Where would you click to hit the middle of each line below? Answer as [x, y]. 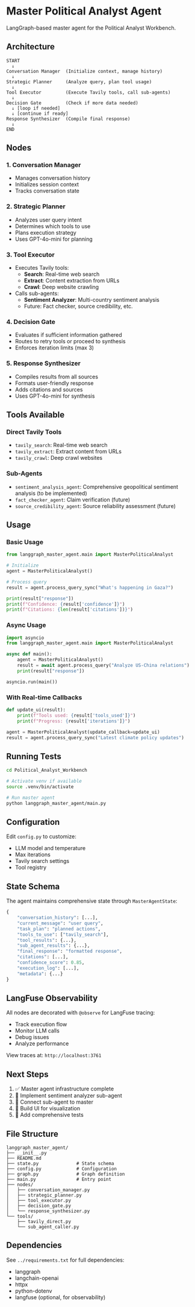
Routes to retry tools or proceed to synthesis [70, 342]
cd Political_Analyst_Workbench [47, 771]
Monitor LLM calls [37, 1031]
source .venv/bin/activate [40, 787]
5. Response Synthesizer [44, 363]
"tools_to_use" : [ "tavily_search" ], [63, 934]
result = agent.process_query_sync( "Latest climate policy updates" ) [95, 737]
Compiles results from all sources [56, 377]
